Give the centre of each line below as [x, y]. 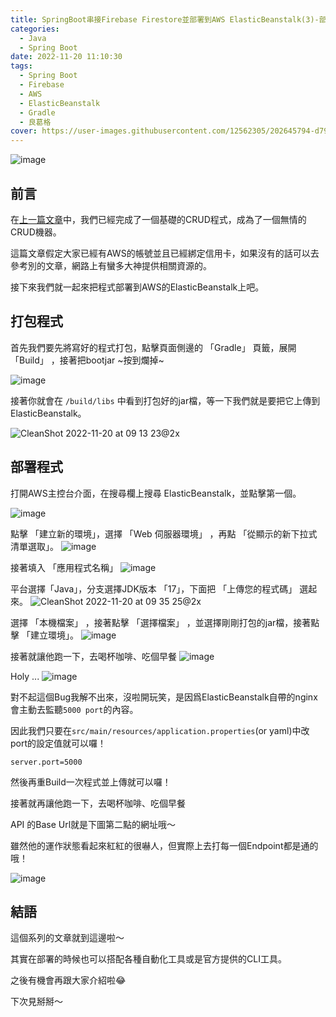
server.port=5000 [46, 762]
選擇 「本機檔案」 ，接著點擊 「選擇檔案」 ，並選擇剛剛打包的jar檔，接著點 [165, 622]
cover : [24, 131]
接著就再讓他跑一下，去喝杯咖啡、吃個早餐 [98, 803]
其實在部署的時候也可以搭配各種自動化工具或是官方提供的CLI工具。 [148, 959]
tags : [21, 66]
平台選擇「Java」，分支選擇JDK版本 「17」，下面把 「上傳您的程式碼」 [154, 588]
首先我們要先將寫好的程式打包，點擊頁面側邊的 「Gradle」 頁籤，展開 [153, 347]
